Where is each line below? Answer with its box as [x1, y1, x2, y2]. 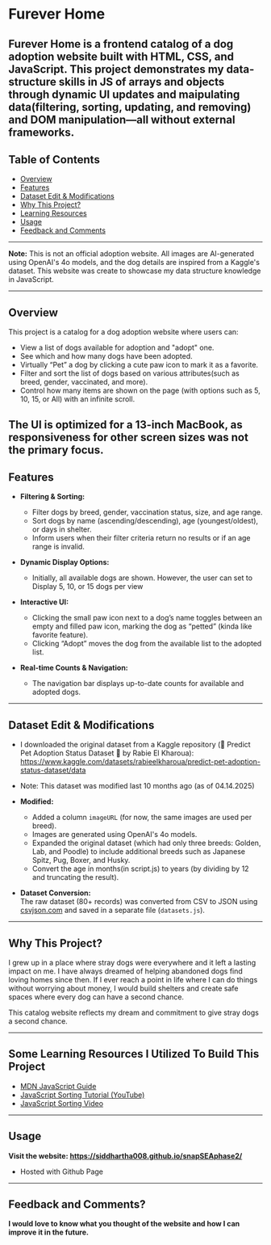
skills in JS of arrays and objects [58, 74, 225, 89]
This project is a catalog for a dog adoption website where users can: [8, 327, 240, 337]
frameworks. [8, 125, 75, 139]
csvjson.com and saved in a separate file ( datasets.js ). [19, 906, 206, 915]
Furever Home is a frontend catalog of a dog [8, 37, 234, 51]
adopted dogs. [31, 688, 81, 697]
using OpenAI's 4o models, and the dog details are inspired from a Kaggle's [8, 258, 261, 267]
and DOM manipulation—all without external [8, 112, 236, 126]
